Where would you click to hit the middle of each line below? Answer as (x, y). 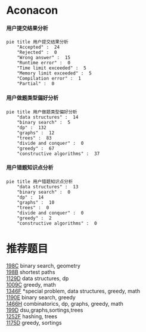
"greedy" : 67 (36, 148)
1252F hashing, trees (32, 316)
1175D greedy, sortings (34, 322)
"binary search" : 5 (44, 122)
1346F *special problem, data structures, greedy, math (73, 291)
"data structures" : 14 (48, 117)
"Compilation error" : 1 (49, 79)
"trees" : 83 (34, 138)
